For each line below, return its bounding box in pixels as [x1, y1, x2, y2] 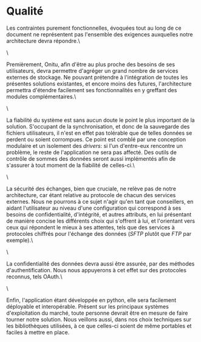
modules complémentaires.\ [6, 93, 77, 100]
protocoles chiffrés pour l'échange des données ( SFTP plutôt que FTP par [6, 230, 192, 237]
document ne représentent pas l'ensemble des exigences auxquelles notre [6, 30, 193, 38]
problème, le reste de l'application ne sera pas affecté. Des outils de [6, 149, 177, 156]
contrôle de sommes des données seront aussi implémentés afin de [6, 155, 176, 162]
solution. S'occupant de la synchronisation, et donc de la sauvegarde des [6, 122, 190, 130]
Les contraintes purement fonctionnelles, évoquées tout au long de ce [6, 24, 182, 32]
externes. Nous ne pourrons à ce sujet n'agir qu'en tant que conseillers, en [6, 198, 194, 205]
